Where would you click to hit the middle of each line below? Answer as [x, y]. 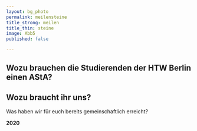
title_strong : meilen [33, 22]
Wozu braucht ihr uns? [49, 97]
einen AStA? [29, 77]
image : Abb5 [21, 34]
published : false [27, 39]
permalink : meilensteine [37, 17]
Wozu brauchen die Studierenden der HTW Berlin [99, 68]
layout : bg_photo [27, 12]
